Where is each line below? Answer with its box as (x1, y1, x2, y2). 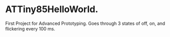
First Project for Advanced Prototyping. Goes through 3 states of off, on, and (5, 20, 165, 26)
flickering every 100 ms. (5, 25, 56, 31)
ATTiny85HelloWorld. (5, 4, 98, 15)
